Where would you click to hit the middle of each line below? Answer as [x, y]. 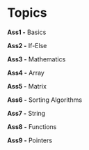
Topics [27, 13]
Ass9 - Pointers [30, 140]
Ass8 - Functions [32, 126]
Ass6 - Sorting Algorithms [44, 100]
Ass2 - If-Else [27, 45]
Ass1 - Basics [27, 32]
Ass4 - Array [26, 73]
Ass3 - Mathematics [37, 59]
